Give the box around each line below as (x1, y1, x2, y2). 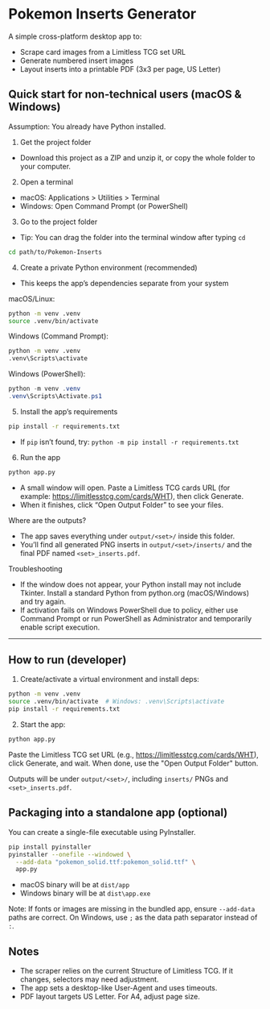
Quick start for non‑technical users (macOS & (8, 88, 243, 102)
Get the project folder (19, 137, 92, 147)
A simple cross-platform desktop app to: (8, 31, 142, 41)
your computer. (19, 161, 71, 171)
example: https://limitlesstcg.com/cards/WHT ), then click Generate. (19, 491, 243, 500)
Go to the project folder (19, 217, 98, 226)
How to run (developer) (8, 654, 127, 667)
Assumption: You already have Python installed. (8, 122, 166, 131)
